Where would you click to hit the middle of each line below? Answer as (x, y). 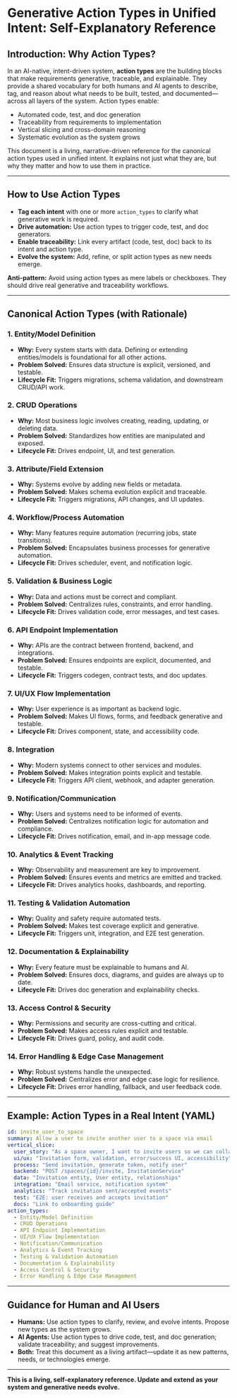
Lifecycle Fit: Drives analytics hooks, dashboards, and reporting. (112, 885)
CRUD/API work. (41, 387)
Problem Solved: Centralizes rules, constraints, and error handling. (115, 604)
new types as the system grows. (65, 1330)
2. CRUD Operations (42, 405)
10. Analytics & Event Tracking (61, 854)
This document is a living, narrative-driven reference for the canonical (109, 151)
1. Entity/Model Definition (51, 335)
